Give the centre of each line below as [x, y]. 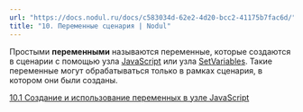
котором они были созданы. [64, 80]
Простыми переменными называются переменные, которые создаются [150, 51]
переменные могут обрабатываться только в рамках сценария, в [136, 70]
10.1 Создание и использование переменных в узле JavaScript [129, 97]
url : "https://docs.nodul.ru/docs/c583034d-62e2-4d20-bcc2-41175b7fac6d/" [153, 17]
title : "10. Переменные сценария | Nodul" [90, 26]
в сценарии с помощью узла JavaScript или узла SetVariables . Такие [141, 61]
